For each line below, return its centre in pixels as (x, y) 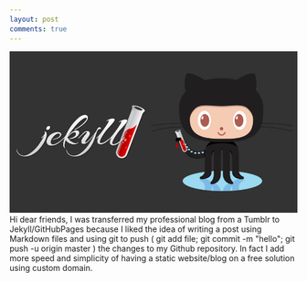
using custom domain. (51, 267)
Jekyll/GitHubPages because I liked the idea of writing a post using (136, 229)
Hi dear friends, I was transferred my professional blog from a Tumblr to (145, 219)
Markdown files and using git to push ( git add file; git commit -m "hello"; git (152, 238)
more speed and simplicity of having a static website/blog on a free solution (152, 258)
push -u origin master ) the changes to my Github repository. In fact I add (147, 248)
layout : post (34, 19)
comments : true (38, 29)
